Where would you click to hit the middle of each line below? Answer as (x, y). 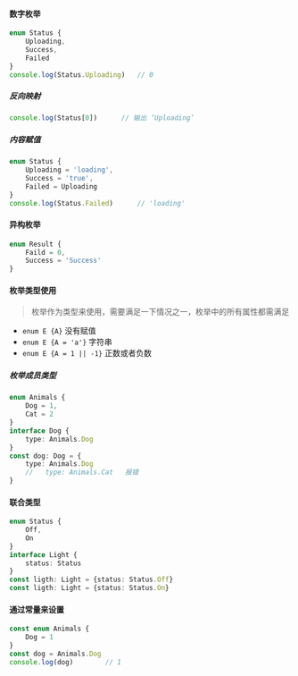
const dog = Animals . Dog (55, 654)
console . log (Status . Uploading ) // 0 (81, 75)
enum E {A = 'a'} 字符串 (67, 342)
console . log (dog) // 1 (66, 662)
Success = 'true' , (59, 179)
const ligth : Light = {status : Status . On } (89, 588)
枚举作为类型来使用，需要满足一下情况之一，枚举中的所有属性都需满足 (160, 312)
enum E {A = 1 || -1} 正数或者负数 (87, 353)
